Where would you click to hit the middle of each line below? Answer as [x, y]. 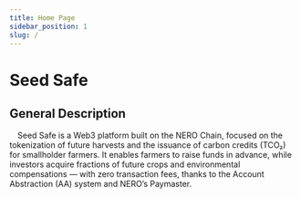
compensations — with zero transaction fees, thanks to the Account [137, 174]
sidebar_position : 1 [49, 26]
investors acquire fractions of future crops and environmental [125, 164]
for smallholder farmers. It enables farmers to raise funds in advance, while [150, 155]
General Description [67, 114]
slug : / [24, 35]
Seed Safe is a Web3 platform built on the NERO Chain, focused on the [150, 135]
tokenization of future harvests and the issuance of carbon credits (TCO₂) [148, 145]
